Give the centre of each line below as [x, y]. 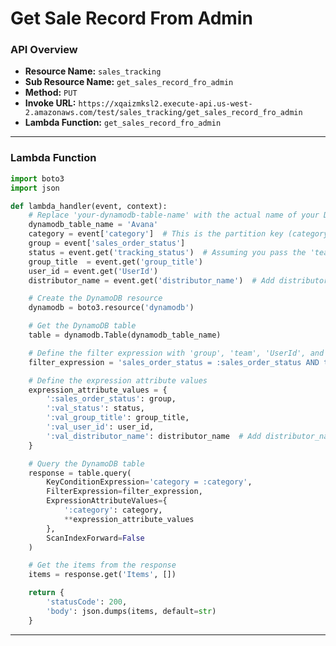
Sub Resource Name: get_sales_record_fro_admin [129, 82]
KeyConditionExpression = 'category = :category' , [149, 482]
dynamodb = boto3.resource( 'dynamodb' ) [111, 308]
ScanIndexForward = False [95, 538]
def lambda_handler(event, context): [89, 206]
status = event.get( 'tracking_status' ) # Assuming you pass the [167, 252]
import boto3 [37, 178]
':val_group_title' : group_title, [118, 418]
